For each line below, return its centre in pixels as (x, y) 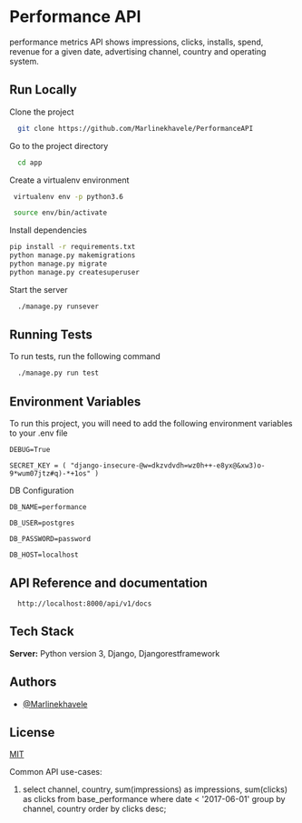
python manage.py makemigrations (73, 256)
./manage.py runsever (58, 306)
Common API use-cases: (56, 772)
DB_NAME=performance (49, 507)
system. (24, 61)
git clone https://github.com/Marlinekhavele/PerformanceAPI (136, 128)
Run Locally (43, 90)
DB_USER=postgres (42, 523)
